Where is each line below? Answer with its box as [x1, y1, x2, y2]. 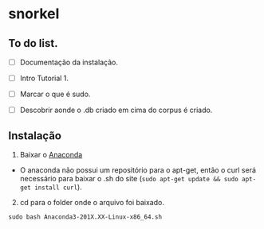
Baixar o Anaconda [19, 150, 83, 160]
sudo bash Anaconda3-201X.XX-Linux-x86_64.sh [8, 213, 162, 221]
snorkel [8, 5, 60, 23]
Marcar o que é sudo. [19, 89, 91, 99]
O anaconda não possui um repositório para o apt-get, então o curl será [19, 165, 257, 175]
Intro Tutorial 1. [19, 73, 69, 83]
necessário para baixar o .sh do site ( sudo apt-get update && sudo [19, 174, 239, 184]
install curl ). [34, 182, 82, 192]
